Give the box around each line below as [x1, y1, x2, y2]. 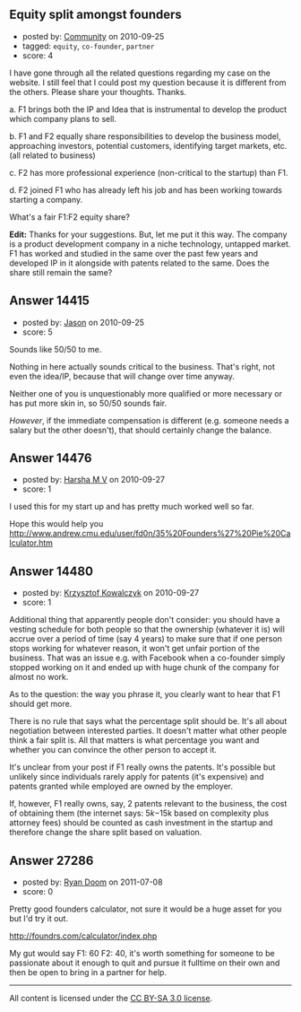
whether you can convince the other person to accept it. [9, 745, 218, 755]
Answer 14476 [9, 450, 92, 466]
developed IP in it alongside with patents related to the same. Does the [9, 257, 271, 268]
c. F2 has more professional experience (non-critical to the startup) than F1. [9, 167, 288, 178]
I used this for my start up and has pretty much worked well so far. [9, 502, 254, 512]
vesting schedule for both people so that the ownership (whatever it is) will [9, 624, 285, 635]
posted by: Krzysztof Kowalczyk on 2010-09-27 [21, 588, 200, 598]
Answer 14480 [9, 563, 94, 579]
